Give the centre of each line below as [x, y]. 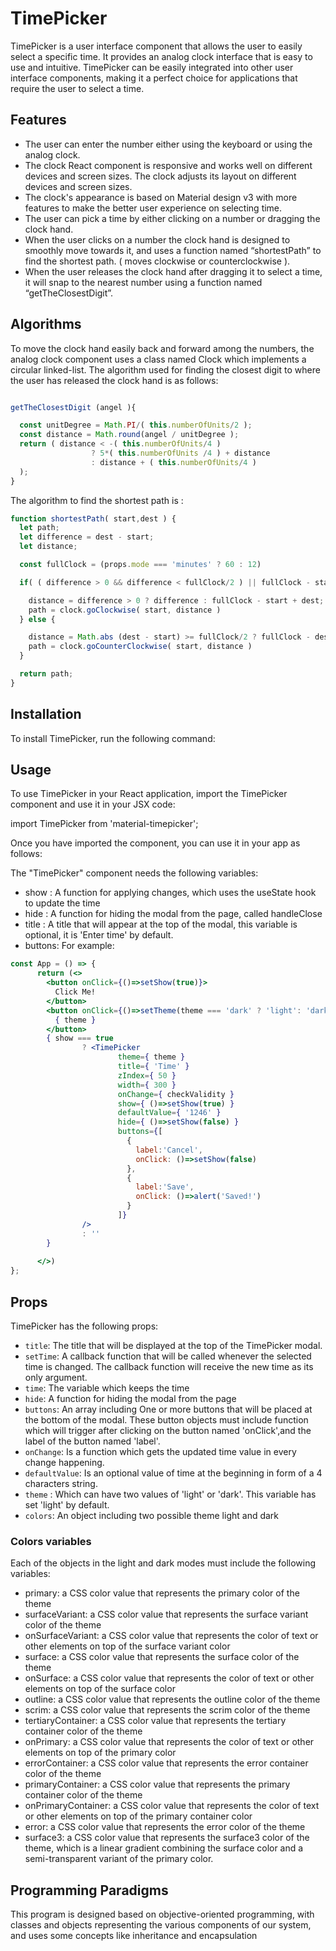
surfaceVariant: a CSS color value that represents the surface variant [166, 1614]
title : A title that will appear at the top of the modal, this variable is [161, 924]
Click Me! [75, 992]
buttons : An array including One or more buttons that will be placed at [168, 1409]
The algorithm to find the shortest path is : [97, 500]
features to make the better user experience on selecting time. [153, 208]
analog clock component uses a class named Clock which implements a [158, 359]
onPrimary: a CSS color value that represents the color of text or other [169, 1742]
